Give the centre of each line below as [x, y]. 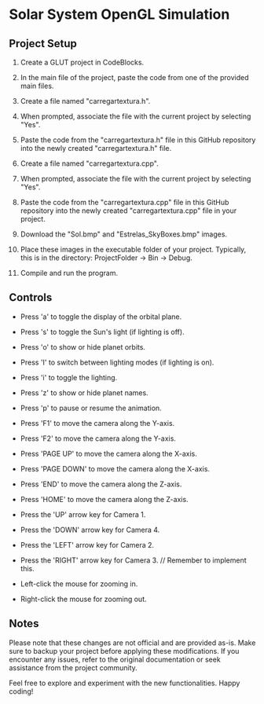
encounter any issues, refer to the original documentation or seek [115, 659]
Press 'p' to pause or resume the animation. [91, 408]
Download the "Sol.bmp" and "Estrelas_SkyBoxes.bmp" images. [123, 234]
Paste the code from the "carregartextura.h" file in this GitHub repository [138, 140]
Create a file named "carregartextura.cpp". [90, 163]
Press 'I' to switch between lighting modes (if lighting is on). [117, 362]
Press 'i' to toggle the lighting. [69, 377]
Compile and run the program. [69, 273]
